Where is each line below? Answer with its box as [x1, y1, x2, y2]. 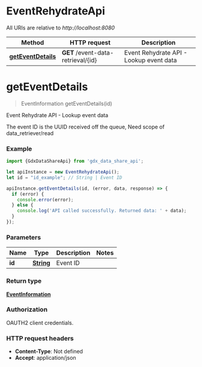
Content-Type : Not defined [14, 348, 83, 355]
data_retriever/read [6, 129, 54, 136]
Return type [6, 277, 42, 285]
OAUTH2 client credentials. [6, 319, 74, 326]
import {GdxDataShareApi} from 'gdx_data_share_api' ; [6, 158, 144, 165]
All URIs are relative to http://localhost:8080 [6, 24, 115, 31]
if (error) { [11, 191, 44, 197]
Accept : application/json [14, 354, 76, 362]
